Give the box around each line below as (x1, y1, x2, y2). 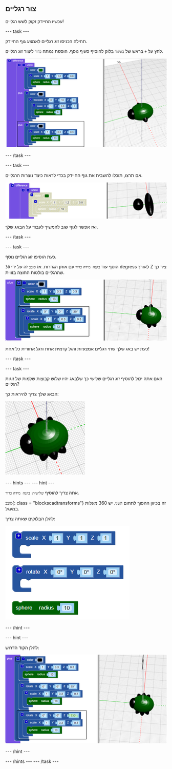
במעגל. (5, 505, 19, 511)
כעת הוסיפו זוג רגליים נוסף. (5, 253, 57, 260)
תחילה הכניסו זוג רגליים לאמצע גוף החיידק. (5, 38, 88, 44)
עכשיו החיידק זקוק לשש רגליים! (5, 18, 64, 24)
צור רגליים (5, 5, 37, 13)
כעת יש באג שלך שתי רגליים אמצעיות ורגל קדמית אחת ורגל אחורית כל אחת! (5, 345, 150, 351)
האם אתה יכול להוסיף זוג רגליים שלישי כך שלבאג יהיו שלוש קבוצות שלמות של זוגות (5, 375, 163, 382)
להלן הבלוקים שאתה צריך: (5, 516, 55, 522)
